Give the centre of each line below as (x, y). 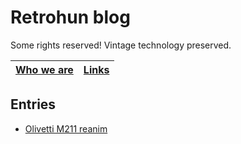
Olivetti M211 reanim (66, 128)
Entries (33, 104)
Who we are (44, 69)
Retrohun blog (70, 17)
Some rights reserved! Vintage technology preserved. (121, 45)
